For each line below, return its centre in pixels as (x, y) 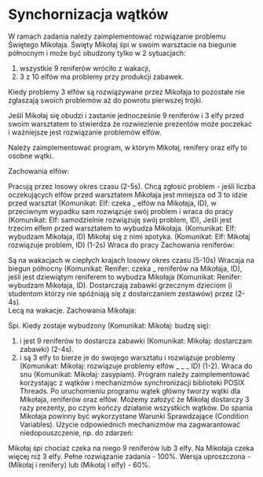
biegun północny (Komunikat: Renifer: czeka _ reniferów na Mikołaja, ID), (125, 268)
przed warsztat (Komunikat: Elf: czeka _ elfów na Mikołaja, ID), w (113, 203)
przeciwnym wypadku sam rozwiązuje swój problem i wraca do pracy (121, 211)
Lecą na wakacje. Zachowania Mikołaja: (72, 310)
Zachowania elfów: (38, 171)
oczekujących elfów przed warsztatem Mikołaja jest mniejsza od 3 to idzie (128, 194)
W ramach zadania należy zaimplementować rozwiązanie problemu (117, 36)
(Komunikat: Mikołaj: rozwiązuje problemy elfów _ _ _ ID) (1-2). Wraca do (136, 366)
